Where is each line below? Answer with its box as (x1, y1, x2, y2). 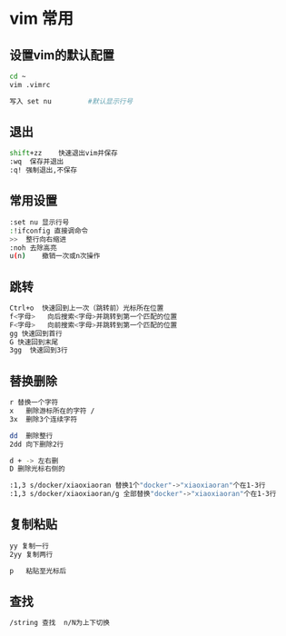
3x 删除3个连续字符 (9, 414, 78, 423)
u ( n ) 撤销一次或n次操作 (9, 252, 101, 261)
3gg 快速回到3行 (9, 346, 68, 355)
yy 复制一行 (9, 542, 50, 551)
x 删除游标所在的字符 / (9, 406, 95, 415)
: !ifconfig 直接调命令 (9, 226, 89, 235)
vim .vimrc (9, 80, 51, 89)
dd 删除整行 (9, 431, 54, 441)
